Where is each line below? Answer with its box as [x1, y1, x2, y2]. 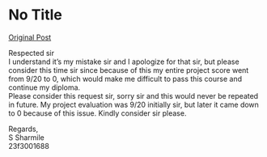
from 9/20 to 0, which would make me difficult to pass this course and [8, 74, 243, 83]
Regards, [8, 124, 39, 134]
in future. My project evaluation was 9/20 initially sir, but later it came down [8, 100, 259, 109]
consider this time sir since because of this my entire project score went [8, 65, 249, 74]
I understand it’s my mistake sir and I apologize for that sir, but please [8, 57, 240, 66]
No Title [8, 6, 63, 24]
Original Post [8, 32, 52, 42]
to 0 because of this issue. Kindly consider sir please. [8, 108, 187, 118]
